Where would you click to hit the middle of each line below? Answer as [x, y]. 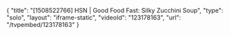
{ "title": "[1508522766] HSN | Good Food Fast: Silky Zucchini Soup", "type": [115, 10]
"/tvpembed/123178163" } [43, 25]
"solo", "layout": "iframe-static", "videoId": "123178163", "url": [94, 17]
